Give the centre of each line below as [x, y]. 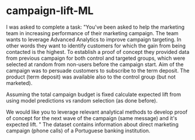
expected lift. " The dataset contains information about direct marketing [92, 124]
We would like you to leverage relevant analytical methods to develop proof [97, 112]
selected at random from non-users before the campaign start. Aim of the [95, 64]
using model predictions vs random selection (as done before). [82, 100]
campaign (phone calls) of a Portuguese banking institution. [78, 131]
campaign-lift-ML [50, 11]
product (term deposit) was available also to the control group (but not [91, 77]
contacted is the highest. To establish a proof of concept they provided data [98, 52]
